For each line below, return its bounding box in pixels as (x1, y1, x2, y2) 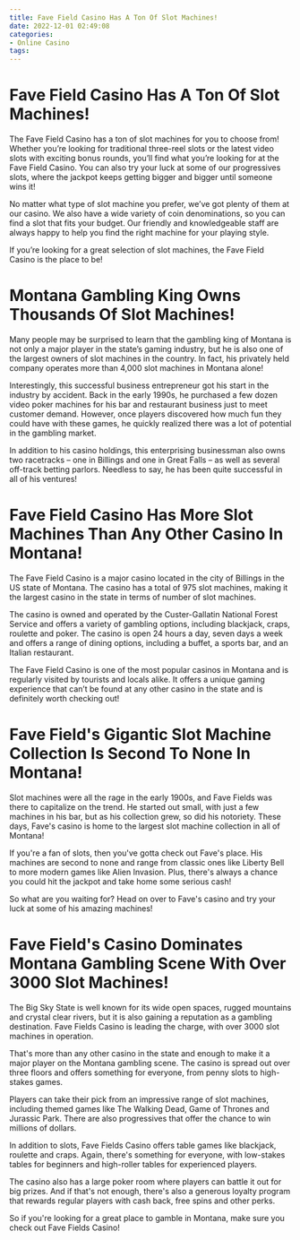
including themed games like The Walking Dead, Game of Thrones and (9, 1103, 270, 1114)
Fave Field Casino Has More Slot (9, 505, 253, 525)
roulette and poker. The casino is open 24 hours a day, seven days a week (9, 628, 284, 639)
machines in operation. (9, 1030, 94, 1041)
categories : (9, 30, 54, 39)
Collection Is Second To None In (9, 744, 251, 764)
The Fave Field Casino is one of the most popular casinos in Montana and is (9, 664, 289, 675)
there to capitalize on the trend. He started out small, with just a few (9, 801, 260, 812)
